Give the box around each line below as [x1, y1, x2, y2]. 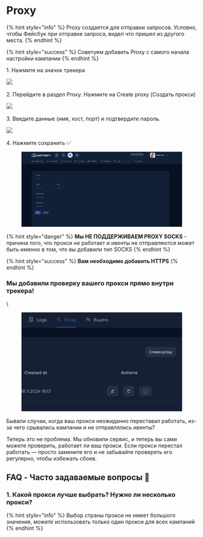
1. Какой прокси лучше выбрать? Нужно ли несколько [6, 490, 176, 499]
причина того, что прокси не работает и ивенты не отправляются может [6, 239, 195, 246]
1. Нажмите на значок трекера [6, 66, 85, 73]
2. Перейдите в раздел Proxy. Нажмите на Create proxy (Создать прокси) [6, 90, 196, 98]
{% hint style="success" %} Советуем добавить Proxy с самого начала [6, 48, 190, 55]
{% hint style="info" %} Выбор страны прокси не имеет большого [6, 512, 176, 519]
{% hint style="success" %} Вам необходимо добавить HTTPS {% [6, 257, 179, 264]
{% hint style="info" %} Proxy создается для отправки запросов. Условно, [6, 24, 197, 31]
